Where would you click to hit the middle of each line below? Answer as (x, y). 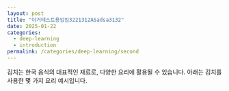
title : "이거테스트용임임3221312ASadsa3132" (66, 20)
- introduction (35, 45)
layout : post (26, 13)
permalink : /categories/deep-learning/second (73, 52)
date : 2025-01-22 (32, 26)
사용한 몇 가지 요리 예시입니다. (47, 80)
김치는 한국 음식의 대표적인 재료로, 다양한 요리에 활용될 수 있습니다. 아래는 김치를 (114, 72)
